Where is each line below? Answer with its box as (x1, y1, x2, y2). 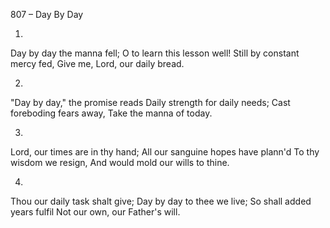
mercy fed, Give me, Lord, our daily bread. (10, 58, 185, 69)
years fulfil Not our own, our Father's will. (10, 206, 181, 218)
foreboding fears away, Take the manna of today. (10, 107, 213, 119)
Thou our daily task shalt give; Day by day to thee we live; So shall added (10, 195, 312, 207)
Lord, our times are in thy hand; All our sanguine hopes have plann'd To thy (10, 146, 320, 158)
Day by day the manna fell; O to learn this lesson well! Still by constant (10, 47, 300, 59)
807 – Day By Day (10, 9, 84, 20)
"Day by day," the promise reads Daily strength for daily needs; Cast (10, 97, 291, 108)
